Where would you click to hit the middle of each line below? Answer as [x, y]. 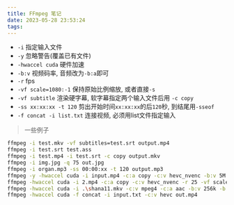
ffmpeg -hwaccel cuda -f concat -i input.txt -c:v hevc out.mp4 [102, 195]
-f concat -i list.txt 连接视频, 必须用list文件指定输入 [96, 115]
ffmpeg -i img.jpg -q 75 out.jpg [56, 163]
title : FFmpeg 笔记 [34, 14]
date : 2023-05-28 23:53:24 [46, 20]
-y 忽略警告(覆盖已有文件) [54, 56]
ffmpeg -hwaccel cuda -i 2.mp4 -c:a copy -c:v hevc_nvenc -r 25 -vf [109, 182]
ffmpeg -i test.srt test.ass [49, 150]
